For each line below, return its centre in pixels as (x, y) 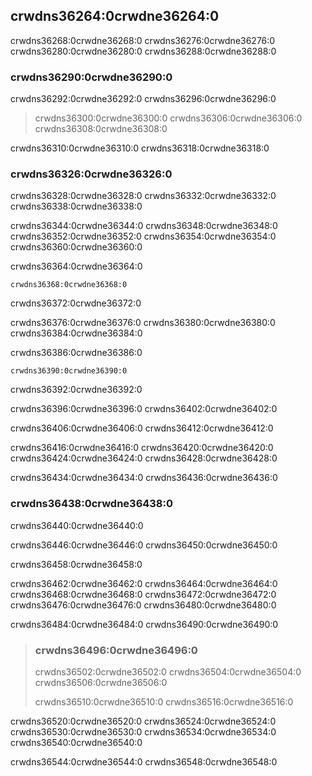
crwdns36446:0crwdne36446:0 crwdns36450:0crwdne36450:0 (144, 545)
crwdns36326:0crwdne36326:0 (91, 174)
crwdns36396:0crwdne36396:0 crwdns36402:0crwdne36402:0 (144, 409)
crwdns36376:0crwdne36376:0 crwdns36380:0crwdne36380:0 (143, 323)
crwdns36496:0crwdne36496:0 (116, 650)
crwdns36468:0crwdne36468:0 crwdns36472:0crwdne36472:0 (143, 594)
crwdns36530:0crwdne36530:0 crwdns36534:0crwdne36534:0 (143, 732)
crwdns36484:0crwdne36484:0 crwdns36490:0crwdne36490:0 (144, 624)
